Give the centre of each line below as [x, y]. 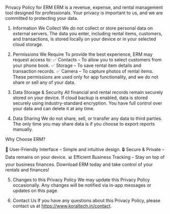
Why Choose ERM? [25, 139]
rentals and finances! [27, 170]
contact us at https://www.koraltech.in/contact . [62, 206]
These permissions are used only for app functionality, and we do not [86, 77]
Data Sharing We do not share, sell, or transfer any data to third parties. [88, 118]
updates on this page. [35, 191]
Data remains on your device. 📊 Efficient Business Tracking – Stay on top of [85, 157]
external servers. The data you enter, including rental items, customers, [88, 33]
